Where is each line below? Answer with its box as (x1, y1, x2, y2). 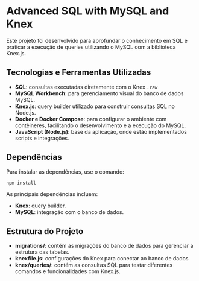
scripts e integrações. (14, 134, 69, 142)
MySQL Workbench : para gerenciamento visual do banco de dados (14, 89, 184, 97)
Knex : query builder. (14, 202, 66, 209)
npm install (6, 180, 36, 186)
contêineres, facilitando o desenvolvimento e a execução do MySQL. (14, 122, 186, 129)
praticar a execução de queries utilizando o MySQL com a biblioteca (6, 43, 176, 51)
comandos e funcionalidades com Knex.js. (14, 268, 121, 275)
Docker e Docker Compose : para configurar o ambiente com (14, 115, 167, 122)
